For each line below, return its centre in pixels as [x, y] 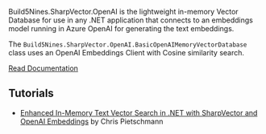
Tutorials [31, 93]
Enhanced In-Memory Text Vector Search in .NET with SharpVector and [139, 112]
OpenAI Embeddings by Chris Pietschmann [91, 121]
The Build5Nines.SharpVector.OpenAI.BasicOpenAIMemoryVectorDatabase [128, 44]
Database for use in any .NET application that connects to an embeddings [131, 20]
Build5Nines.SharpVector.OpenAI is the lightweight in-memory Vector [124, 12]
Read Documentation [44, 68]
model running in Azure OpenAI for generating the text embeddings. [121, 28]
